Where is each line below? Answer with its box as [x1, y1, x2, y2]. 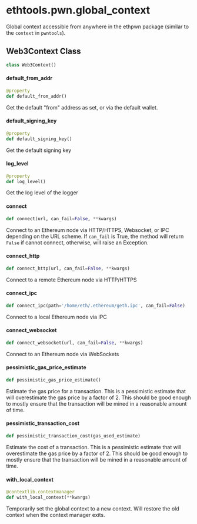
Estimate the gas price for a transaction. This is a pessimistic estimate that [6, 387, 186, 394]
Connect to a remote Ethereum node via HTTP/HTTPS [6, 276, 137, 283]
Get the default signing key [6, 147, 72, 154]
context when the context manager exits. [6, 511, 105, 518]
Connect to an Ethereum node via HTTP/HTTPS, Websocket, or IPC [6, 226, 169, 233]
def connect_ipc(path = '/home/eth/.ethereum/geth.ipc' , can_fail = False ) [6, 303, 185, 309]
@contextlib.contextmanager [6, 489, 75, 495]
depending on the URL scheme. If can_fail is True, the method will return [6, 233, 184, 240]
